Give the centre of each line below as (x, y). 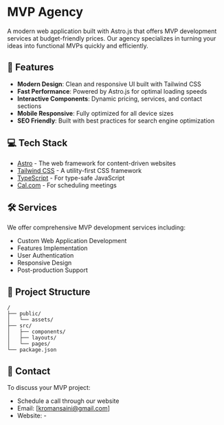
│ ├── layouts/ (32, 338)
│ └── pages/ (29, 344)
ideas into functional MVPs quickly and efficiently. (78, 45)
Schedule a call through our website (68, 401)
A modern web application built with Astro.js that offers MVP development (112, 31)
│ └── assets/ (30, 320)
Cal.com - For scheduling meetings (67, 185)
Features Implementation (52, 248)
